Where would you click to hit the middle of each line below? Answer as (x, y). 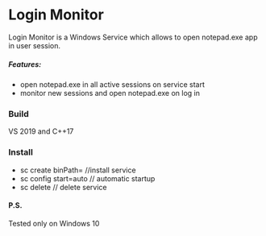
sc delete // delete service (63, 187)
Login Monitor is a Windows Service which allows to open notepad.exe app (133, 37)
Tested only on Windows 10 (54, 223)
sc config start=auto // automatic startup (87, 178)
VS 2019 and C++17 (41, 131)
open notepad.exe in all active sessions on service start (112, 84)
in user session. (35, 45)
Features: (25, 64)
